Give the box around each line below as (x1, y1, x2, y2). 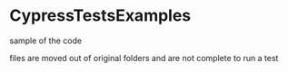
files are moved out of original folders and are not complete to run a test (9, 52, 279, 63)
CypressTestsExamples (9, 5, 192, 26)
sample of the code (9, 35, 83, 46)
